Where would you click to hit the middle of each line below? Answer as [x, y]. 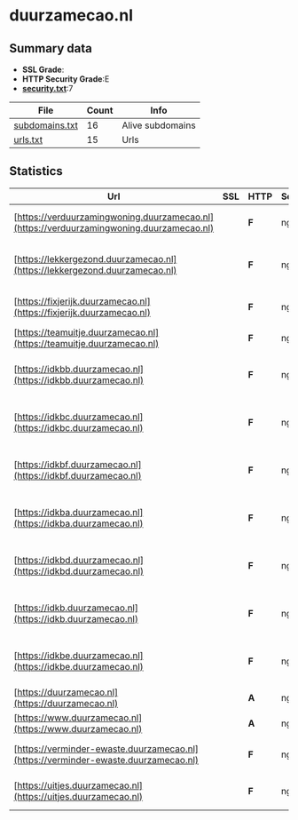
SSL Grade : [43, 69]
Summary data [51, 48]
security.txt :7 [47, 88]
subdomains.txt [46, 125]
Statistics [36, 171]
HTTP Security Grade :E [66, 79]
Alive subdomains [159, 125]
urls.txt [28, 140]
